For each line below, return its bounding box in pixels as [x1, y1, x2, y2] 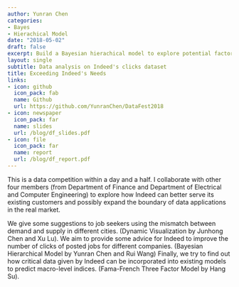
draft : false [7, 43, 46, 50]
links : [7, 76, 27, 84]
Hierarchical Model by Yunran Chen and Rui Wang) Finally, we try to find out [7, 249, 230, 258]
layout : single [7, 57, 53, 64]
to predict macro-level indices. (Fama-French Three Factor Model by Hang [7, 264, 226, 273]
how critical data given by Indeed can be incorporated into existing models [7, 256, 226, 265]
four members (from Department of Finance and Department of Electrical [7, 183, 222, 191]
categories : [7, 17, 43, 24]
